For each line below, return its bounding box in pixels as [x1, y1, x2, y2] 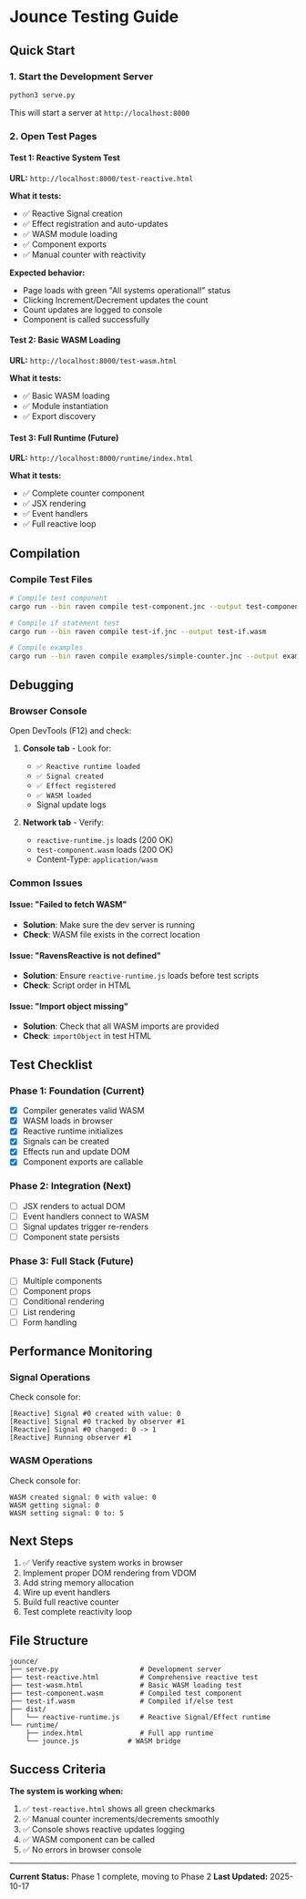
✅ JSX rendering [22, 498, 87, 509]
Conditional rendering [22, 1296, 105, 1307]
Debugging [9, 677, 75, 693]
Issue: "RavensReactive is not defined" [9, 949, 161, 960]
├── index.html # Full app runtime [25, 1729, 214, 1738]
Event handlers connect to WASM [22, 1210, 149, 1222]
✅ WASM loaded [36, 791, 92, 800]
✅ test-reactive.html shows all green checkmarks [22, 1803, 216, 1814]
